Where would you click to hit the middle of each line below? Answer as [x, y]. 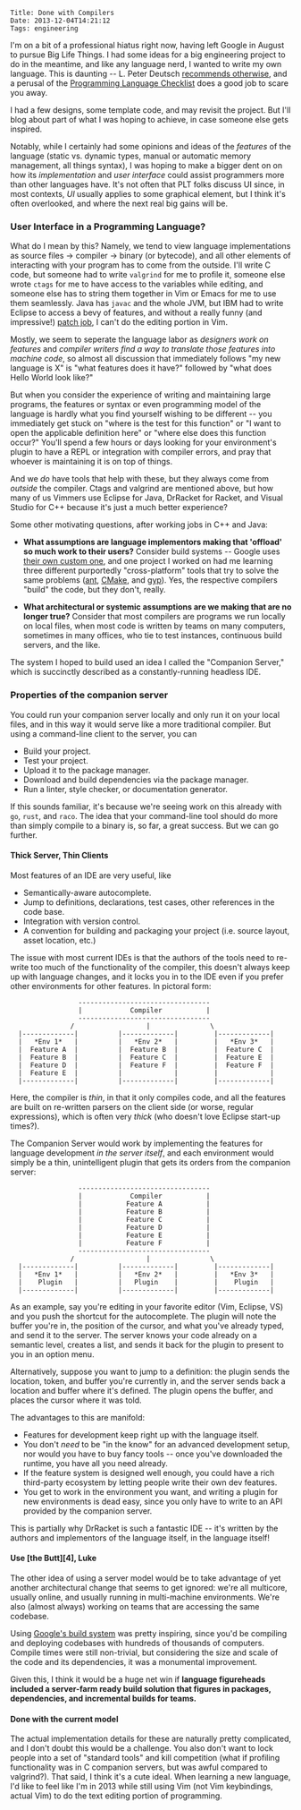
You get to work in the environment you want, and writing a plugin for [150, 1491]
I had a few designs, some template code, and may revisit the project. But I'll [150, 110]
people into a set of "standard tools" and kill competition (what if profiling [145, 1758]
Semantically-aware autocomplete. [87, 892]
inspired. [26, 129]
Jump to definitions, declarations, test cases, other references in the [149, 902]
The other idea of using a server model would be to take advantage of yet [146, 1578]
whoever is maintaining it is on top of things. [92, 462]
